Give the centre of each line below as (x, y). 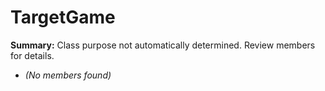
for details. (32, 55)
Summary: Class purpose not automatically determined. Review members (163, 45)
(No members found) (68, 75)
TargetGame (63, 17)
